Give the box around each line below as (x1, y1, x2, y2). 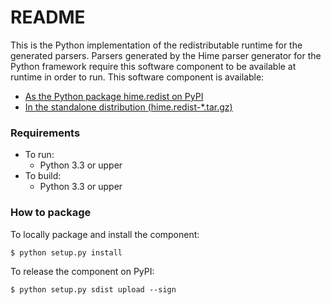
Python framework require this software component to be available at (10, 60, 297, 72)
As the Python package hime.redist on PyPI (24, 90, 204, 102)
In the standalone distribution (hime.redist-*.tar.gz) (24, 101, 233, 113)
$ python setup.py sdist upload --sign (10, 284, 177, 295)
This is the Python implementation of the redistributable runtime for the (10, 39, 303, 51)
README (10, 6, 86, 29)
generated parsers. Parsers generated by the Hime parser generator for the (10, 49, 322, 61)
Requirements (10, 126, 81, 140)
